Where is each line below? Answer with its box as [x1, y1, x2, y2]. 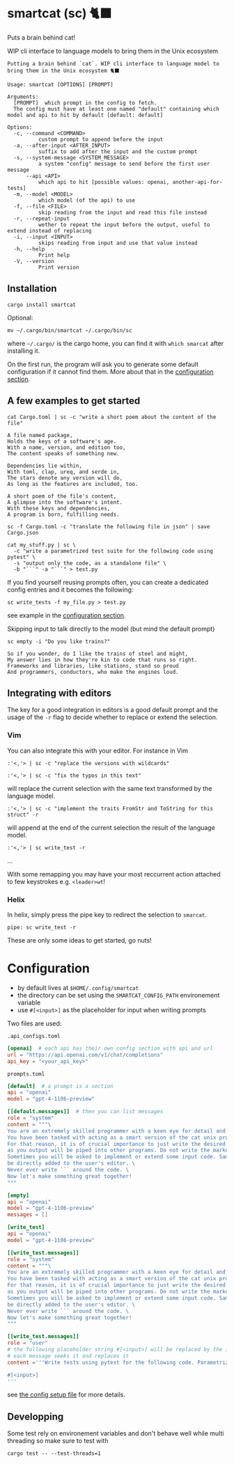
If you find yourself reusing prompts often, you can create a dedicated [7, 578, 209, 586]
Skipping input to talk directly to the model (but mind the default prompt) [7, 624, 215, 633]
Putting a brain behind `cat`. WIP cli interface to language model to [7, 60, 219, 67]
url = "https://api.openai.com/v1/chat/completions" [7, 1051, 164, 1058]
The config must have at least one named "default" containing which [13, 105, 219, 112]
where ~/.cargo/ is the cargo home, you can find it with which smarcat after [7, 339, 224, 347]
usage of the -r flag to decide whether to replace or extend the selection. [7, 713, 218, 721]
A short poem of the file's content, [7, 492, 117, 500]
